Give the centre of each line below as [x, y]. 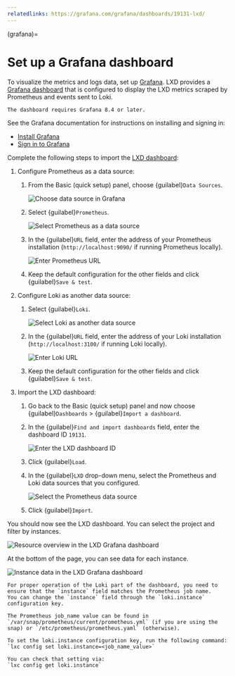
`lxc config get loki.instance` [54, 665]
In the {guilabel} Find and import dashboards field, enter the [114, 427]
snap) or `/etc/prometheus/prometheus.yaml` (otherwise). [94, 628]
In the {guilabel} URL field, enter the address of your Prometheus [120, 239]
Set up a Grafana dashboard [90, 62]
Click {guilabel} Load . [57, 461]
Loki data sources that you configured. [84, 482]
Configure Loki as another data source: [74, 295]
